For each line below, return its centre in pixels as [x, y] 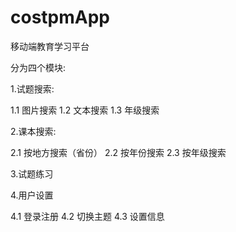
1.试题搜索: [32, 88]
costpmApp [60, 17]
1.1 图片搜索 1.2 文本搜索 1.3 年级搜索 [85, 110]
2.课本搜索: [33, 131]
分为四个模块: [38, 67]
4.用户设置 [32, 195]
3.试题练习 [32, 173]
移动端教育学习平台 [50, 46]
